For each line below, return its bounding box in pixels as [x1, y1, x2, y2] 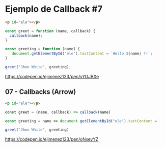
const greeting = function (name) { [5, 47, 80, 52]
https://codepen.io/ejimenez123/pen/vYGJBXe [5, 73, 99, 79]
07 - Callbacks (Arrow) [5, 88, 76, 96]
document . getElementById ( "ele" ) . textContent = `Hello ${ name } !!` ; [11, 51, 153, 56]
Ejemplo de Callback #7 [5, 3, 103, 15]
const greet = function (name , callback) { [5, 29, 96, 33]
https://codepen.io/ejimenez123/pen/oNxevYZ [5, 136, 99, 142]
